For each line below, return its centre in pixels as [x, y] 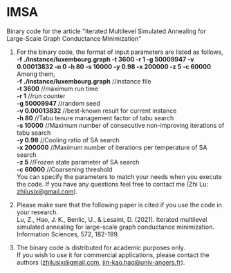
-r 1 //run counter [41, 96]
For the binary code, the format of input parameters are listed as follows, [120, 52]
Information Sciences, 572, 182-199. [68, 234]
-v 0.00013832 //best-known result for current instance [96, 111]
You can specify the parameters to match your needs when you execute [119, 176]
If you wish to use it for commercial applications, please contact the [113, 255]
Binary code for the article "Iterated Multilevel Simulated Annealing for [107, 31]
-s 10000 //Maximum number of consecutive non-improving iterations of [120, 125]
